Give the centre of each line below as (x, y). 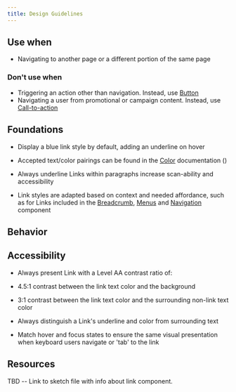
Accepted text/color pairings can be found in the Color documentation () (122, 160)
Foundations (35, 130)
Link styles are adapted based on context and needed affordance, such (121, 195)
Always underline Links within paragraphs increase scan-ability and (115, 174)
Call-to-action (38, 107)
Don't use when (35, 77)
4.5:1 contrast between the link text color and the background (106, 286)
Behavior (27, 231)
